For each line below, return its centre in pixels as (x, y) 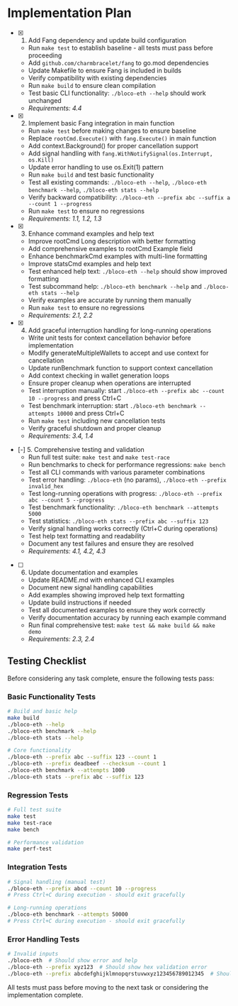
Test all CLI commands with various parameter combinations (117, 472)
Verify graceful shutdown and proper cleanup (95, 428)
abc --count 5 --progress (66, 500)
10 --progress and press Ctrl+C (75, 398)
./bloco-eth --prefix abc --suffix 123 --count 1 (82, 757)
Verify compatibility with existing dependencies (97, 78)
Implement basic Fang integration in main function (101, 123)
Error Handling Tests (44, 939)
